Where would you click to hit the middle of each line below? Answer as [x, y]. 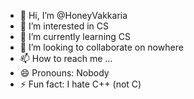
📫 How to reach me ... [66, 58]
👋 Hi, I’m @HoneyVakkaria [73, 15]
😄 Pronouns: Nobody [64, 73]
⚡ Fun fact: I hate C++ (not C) [80, 84]
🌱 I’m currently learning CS [75, 36]
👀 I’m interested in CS [64, 26]
